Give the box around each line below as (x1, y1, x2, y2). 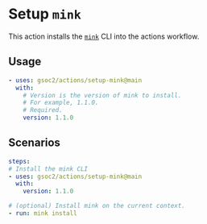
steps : (8, 157, 31, 165)
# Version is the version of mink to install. (23, 91, 182, 99)
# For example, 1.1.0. (23, 98, 99, 107)
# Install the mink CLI (8, 164, 89, 173)
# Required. (23, 106, 63, 114)
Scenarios (8, 136, 60, 150)
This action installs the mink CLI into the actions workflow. (8, 31, 200, 41)
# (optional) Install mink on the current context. (8, 202, 185, 210)
